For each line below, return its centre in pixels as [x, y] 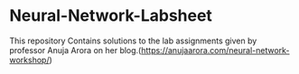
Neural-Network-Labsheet [111, 16]
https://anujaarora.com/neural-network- [216, 50]
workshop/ [29, 60]
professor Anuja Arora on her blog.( [75, 50]
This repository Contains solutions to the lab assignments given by [133, 41]
